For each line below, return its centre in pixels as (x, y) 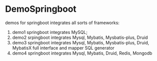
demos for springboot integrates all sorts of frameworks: (62, 23)
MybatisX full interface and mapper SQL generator (63, 48)
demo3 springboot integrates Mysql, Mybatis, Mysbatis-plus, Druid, (81, 42)
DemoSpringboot (41, 9)
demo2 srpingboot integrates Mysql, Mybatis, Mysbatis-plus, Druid (80, 37)
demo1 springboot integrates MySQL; (50, 32)
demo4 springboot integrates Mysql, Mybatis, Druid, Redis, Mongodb (82, 53)
